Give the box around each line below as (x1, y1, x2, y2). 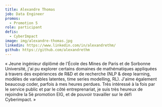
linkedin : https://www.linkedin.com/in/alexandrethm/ (5, 43, 116, 48)
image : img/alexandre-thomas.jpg (5, 39, 73, 43)
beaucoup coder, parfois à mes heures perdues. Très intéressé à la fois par (5, 81, 155, 87)
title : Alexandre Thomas (5, 7, 55, 12)
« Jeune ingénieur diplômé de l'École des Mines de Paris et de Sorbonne (5, 61, 151, 67)
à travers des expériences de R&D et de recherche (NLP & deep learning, (5, 71, 151, 77)
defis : (5, 29, 18, 34)
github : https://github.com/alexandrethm (5, 47, 90, 52)
